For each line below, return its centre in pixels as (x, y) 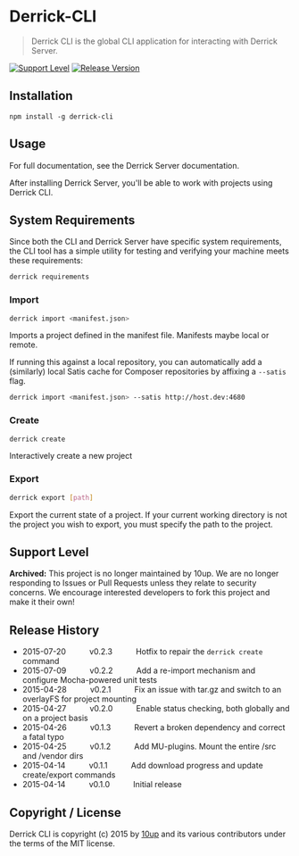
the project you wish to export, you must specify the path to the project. (141, 524)
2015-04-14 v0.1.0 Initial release (102, 785)
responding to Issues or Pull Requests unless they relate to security (133, 583)
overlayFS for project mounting (79, 699)
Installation (41, 96)
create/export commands (69, 775)
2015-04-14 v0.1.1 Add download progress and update (142, 766)
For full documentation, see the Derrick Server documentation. (125, 165)
